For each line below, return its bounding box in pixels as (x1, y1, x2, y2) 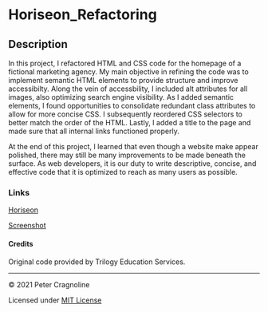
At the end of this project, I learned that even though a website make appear (8, 142, 259, 151)
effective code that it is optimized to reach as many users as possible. (8, 168, 238, 176)
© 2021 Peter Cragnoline (8, 279, 90, 289)
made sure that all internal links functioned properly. (8, 126, 179, 136)
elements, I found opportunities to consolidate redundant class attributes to (8, 101, 256, 110)
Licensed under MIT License (8, 295, 102, 305)
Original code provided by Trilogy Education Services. (8, 257, 186, 267)
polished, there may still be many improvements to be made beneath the (8, 150, 246, 160)
